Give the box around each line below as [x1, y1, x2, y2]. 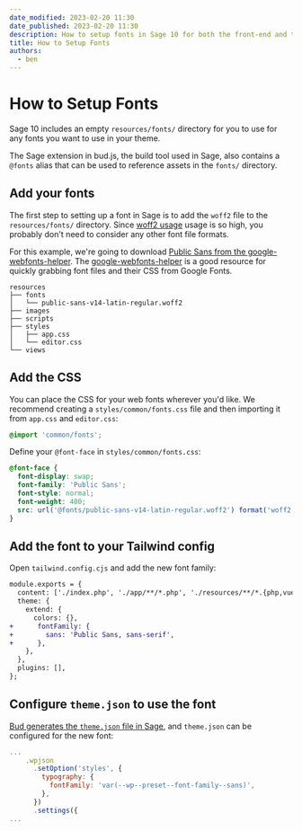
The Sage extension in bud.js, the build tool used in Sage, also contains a [9, 150, 280, 161]
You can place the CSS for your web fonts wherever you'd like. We [9, 393, 256, 404]
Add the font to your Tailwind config [9, 538, 216, 553]
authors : [9, 47, 42, 56]
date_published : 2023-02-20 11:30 [9, 22, 139, 31]
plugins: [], [17, 664, 67, 673]
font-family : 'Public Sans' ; [17, 481, 127, 490]
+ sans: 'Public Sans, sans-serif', [9, 630, 175, 639]
